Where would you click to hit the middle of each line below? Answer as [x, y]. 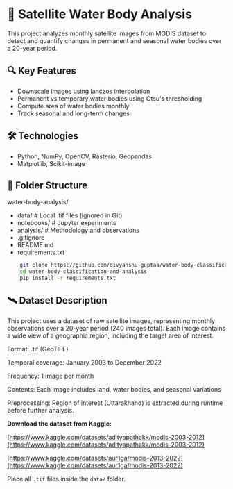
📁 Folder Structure [48, 185]
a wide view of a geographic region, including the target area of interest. [110, 335]
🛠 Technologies [43, 136]
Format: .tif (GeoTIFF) [38, 349]
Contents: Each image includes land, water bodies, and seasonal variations [114, 389]
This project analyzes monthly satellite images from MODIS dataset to [107, 33]
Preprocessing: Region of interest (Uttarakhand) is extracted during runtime [115, 403]
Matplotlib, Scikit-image [51, 163]
